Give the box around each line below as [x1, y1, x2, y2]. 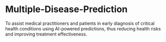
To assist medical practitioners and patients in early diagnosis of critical [5, 20, 155, 26]
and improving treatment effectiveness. [5, 31, 88, 37]
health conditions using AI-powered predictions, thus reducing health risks [5, 25, 161, 31]
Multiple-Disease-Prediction [5, 4, 128, 15]
